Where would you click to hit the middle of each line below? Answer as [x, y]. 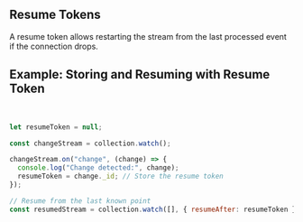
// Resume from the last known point [80, 201]
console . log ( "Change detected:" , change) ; [98, 168]
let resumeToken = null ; [56, 127]
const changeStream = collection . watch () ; [90, 143]
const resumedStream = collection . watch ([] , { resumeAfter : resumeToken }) [155, 209]
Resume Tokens [55, 15]
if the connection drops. [54, 46]
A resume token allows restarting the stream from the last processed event [148, 36]
